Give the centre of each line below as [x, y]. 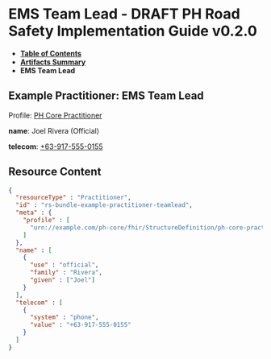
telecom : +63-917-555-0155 [56, 146]
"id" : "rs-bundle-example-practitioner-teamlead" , [104, 205]
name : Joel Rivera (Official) [54, 130]
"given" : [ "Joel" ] [62, 280]
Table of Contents [51, 53]
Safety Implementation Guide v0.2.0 [133, 31]
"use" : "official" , [64, 265]
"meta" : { [34, 213]
